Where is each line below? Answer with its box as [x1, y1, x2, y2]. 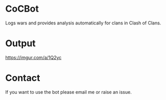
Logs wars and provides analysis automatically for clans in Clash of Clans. [5, 20, 161, 26]
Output [5, 38, 36, 49]
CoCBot [5, 3, 39, 15]
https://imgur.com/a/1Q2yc [5, 54, 62, 60]
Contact [5, 72, 40, 84]
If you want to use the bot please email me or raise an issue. [5, 89, 132, 95]
